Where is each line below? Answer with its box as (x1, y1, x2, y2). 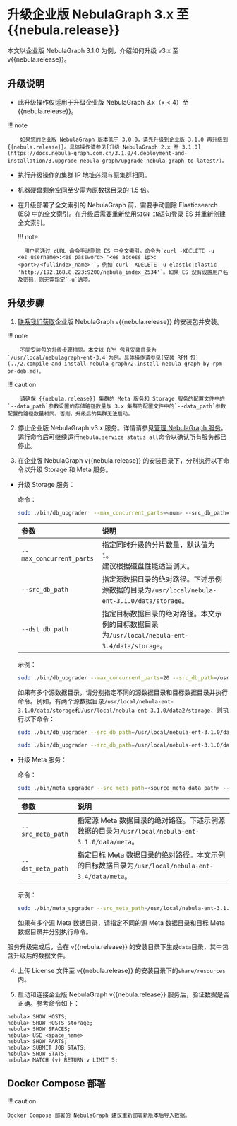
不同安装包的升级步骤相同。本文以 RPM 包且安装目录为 (20, 346, 157, 354)
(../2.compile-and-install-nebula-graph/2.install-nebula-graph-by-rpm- (7, 360, 226, 367)
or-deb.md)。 (7, 367, 44, 375)
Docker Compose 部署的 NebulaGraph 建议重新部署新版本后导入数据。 (7, 1112, 190, 1119)
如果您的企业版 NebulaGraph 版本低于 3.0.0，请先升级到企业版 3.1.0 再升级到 (20, 136, 229, 143)
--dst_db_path (20, 626, 69, 633)
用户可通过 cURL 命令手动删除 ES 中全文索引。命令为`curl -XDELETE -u (24, 247, 215, 255)
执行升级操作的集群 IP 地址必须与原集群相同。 (17, 171, 151, 179)
